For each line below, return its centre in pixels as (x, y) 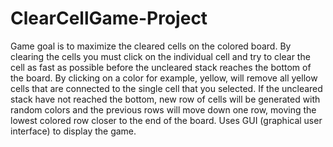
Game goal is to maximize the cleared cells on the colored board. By (151, 46)
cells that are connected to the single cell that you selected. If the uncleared (166, 88)
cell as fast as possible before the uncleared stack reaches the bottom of (161, 67)
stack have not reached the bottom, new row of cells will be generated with (165, 99)
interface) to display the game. (73, 131)
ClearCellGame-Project (109, 18)
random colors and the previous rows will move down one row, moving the (163, 109)
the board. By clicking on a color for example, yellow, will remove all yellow (164, 78)
